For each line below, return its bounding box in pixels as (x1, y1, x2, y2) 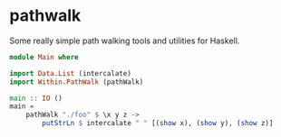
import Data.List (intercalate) (9, 68, 131, 78)
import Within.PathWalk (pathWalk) (9, 78, 144, 87)
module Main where (9, 52, 79, 61)
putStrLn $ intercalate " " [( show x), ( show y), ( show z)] (42, 119, 274, 128)
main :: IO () (9, 94, 63, 103)
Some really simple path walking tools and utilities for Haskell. (9, 35, 240, 46)
